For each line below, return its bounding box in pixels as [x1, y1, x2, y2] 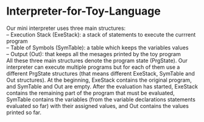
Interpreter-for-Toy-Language [6, 4, 161, 18]
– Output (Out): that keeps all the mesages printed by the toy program [6, 50, 181, 57]
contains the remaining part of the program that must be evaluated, [6, 89, 175, 96]
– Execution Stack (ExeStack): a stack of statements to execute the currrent [6, 30, 196, 38]
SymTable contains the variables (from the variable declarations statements [6, 96, 196, 103]
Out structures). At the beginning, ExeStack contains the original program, [6, 76, 192, 84]
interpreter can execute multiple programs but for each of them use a [6, 63, 180, 71]
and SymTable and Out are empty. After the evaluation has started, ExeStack [6, 82, 198, 90]
